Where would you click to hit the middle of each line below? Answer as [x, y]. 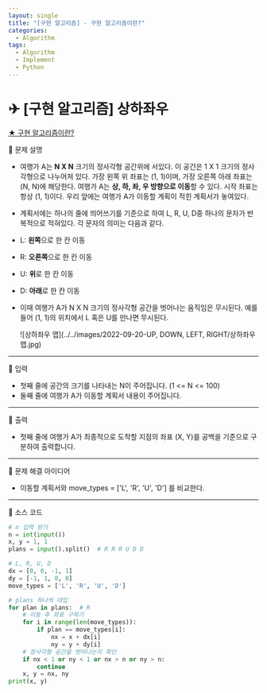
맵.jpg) [31, 344]
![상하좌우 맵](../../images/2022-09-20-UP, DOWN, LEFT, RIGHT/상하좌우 [137, 334]
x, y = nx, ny [46, 674]
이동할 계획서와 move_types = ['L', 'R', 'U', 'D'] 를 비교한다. [112, 488]
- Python [30, 68]
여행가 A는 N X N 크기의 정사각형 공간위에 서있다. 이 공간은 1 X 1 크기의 [130, 166]
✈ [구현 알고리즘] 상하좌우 [89, 109]
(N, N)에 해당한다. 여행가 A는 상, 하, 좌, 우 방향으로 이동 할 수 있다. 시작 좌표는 [139, 186]
